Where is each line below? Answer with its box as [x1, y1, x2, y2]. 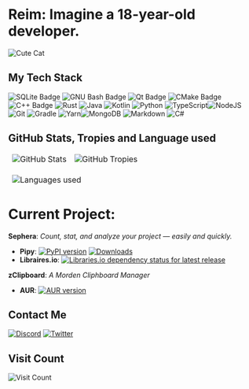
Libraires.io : [19, 254, 60, 265]
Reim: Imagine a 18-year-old [8, 6, 196, 24]
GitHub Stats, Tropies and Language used [8, 132, 216, 145]
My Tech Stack [8, 71, 82, 84]
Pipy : [19, 246, 37, 256]
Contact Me [8, 308, 67, 321]
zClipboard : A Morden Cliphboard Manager [8, 270, 151, 280]
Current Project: [8, 205, 115, 223]
